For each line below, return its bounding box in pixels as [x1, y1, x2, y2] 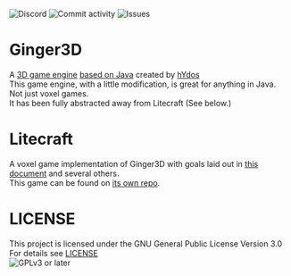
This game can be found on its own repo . [9, 177, 161, 188]
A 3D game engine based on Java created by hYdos [9, 69, 200, 79]
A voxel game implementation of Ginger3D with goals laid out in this [9, 158, 259, 169]
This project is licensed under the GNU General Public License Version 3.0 [9, 238, 283, 249]
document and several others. [9, 168, 120, 179]
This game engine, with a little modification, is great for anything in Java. [9, 79, 277, 89]
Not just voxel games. [9, 88, 89, 98]
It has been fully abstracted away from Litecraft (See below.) [9, 97, 232, 108]
